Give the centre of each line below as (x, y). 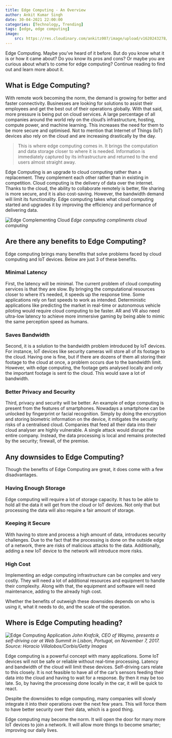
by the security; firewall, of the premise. (47, 441)
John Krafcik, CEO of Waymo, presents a (115, 635)
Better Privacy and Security (40, 392)
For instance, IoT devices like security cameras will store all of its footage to (85, 351)
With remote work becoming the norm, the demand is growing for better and (86, 98)
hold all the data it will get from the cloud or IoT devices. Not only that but (83, 505)
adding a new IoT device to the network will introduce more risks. (74, 551)
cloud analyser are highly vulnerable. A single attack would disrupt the (79, 430)
